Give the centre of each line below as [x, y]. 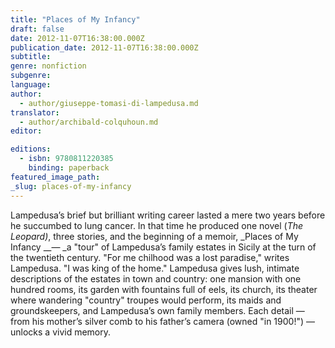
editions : [31, 149]
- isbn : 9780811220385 [66, 159]
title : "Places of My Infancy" [75, 19]
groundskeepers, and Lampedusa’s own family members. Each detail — [157, 310]
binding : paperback [69, 168]
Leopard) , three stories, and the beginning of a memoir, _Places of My [154, 236]
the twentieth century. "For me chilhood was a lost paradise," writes [150, 257]
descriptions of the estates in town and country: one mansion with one [156, 278]
